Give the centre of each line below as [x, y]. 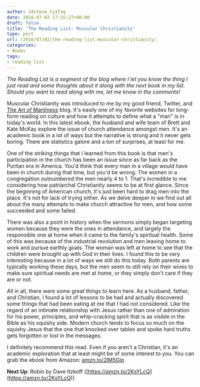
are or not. [19, 279]
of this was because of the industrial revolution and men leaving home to [96, 241]
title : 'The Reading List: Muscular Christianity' [71, 28]
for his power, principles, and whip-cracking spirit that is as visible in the [96, 316]
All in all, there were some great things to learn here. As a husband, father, [98, 291]
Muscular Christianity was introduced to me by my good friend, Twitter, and [100, 103]
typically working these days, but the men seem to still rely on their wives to [100, 267]
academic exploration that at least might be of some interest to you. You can [101, 353]
